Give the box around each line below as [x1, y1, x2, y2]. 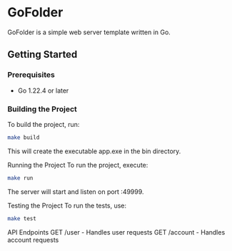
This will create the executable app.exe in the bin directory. [7, 147, 181, 155]
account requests [7, 235, 59, 244]
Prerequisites [7, 70, 55, 80]
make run [7, 174, 34, 182]
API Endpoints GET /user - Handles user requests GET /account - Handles [7, 227, 226, 236]
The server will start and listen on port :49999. [7, 187, 144, 196]
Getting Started [7, 48, 78, 61]
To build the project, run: [7, 120, 80, 128]
